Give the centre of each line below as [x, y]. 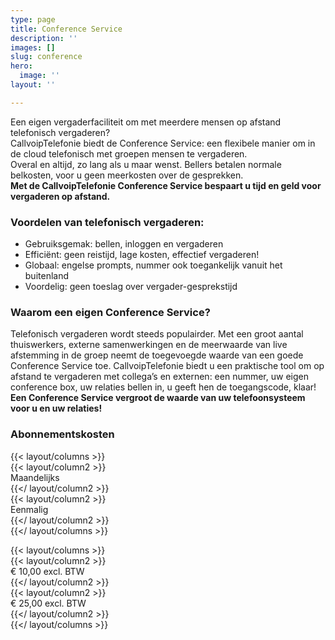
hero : [21, 66]
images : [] [33, 47]
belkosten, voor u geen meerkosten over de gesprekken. [127, 175]
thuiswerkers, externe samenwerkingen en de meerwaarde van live [149, 345]
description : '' [44, 38]
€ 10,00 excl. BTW [47, 571]
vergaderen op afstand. [60, 196]
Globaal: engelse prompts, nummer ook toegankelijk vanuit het [153, 265]
